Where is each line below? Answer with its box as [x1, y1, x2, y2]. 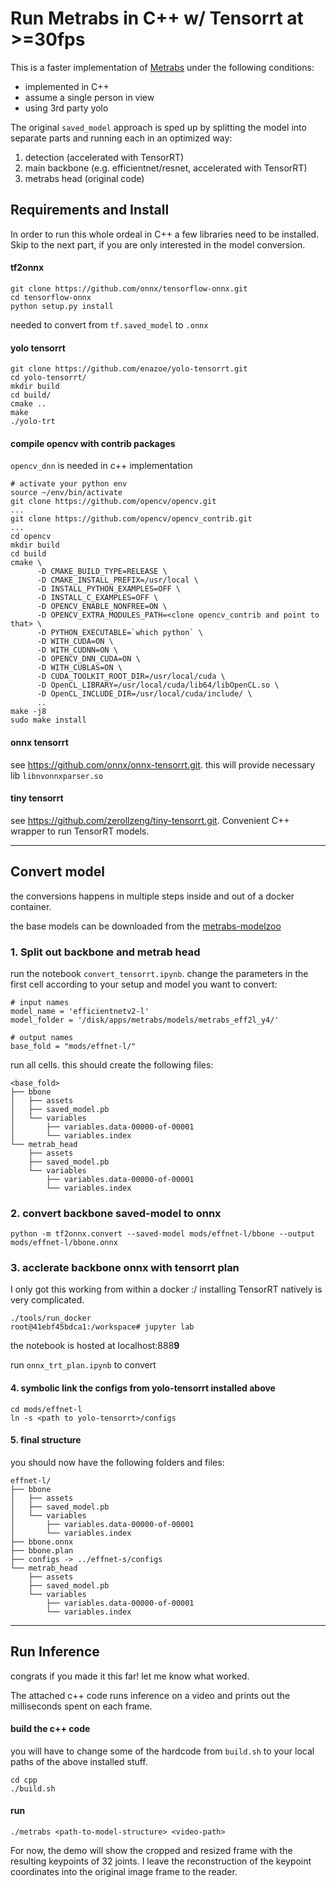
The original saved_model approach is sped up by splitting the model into [10, 121, 307, 133]
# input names [10, 997, 70, 1007]
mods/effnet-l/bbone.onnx [10, 1238, 118, 1248]
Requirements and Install [10, 202, 170, 219]
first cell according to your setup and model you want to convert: [10, 978, 278, 990]
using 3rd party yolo [24, 102, 109, 114]
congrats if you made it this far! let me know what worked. [10, 1670, 250, 1682]
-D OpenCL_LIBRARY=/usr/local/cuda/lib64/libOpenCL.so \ [36, 680, 280, 691]
